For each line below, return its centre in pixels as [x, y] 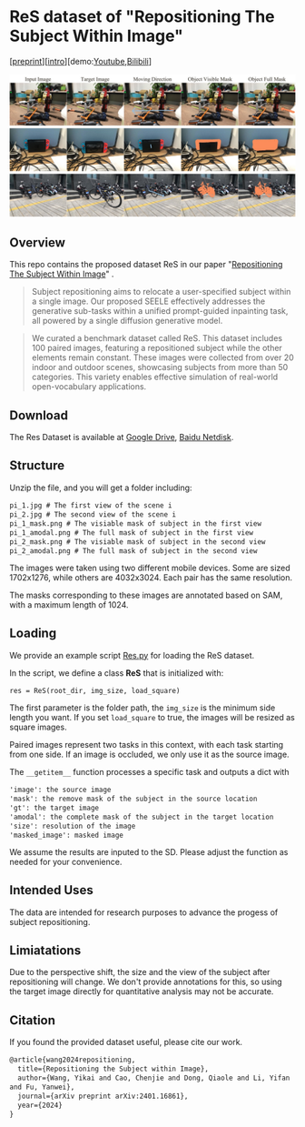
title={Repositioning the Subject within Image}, [113, 1069]
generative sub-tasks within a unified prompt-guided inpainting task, [160, 311]
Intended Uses [51, 890]
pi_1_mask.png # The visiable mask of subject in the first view [135, 523]
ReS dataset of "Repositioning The [142, 17]
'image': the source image [60, 790]
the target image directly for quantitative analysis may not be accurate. [142, 991]
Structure [37, 466]
